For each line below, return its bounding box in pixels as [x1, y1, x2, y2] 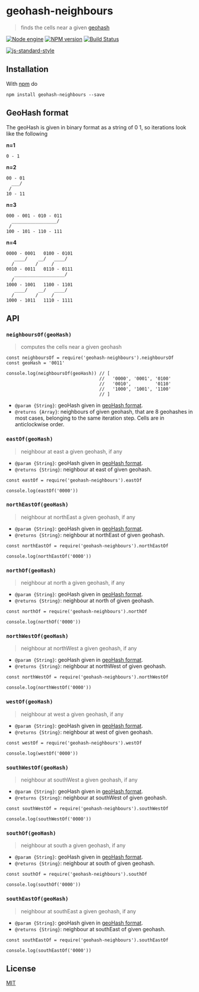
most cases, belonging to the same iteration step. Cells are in [14, 414, 165, 421]
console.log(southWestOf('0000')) [6, 816, 92, 822]
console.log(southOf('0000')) [6, 882, 81, 888]
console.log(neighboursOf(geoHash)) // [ [6, 371, 110, 377]
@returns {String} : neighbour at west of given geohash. [14, 728, 153, 736]
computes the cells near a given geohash [20, 343, 122, 351]
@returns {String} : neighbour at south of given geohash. [14, 860, 156, 867]
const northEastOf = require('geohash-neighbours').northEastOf [6, 542, 169, 549]
